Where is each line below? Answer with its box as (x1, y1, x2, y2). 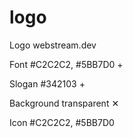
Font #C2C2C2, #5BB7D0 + (9, 58, 124, 70)
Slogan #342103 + (9, 77, 86, 90)
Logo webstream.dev (9, 39, 97, 51)
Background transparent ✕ (9, 97, 120, 109)
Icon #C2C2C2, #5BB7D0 (9, 116, 115, 128)
